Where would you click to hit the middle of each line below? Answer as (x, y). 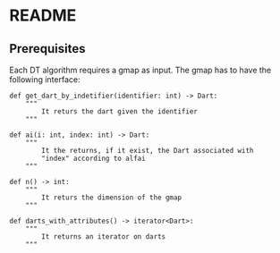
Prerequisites (47, 49)
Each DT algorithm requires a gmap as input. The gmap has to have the (140, 70)
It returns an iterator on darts (104, 237)
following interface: (45, 80)
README (43, 16)
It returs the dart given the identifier (120, 112)
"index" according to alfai (93, 158)
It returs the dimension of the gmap (111, 198)
